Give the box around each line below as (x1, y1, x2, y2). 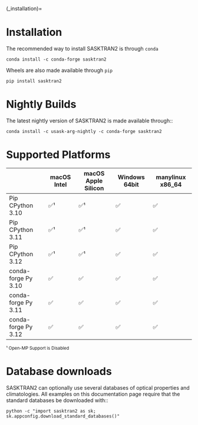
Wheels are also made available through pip (6, 67, 113, 74)
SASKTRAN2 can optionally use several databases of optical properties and (6, 384, 190, 391)
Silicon (84, 184, 104, 192)
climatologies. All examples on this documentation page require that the (6, 390, 180, 397)
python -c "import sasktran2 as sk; (6, 408, 96, 414)
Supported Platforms (6, 148, 111, 161)
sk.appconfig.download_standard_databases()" (6, 413, 120, 419)
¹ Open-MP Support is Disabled (6, 345, 70, 351)
